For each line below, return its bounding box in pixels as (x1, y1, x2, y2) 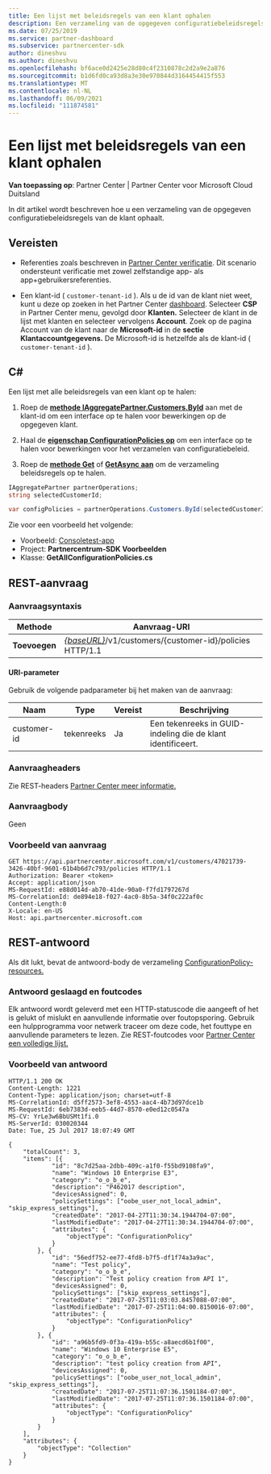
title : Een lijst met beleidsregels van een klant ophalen (8, 11, 211, 20)
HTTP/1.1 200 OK (8, 1077, 63, 1085)
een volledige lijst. (8, 1039, 69, 1048)
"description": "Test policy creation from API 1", (51, 1275, 229, 1283)
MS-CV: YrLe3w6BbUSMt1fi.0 (8, 1112, 99, 1121)
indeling (149, 728, 181, 739)
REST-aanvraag (8, 576, 89, 589)
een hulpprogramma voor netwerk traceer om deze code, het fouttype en (8, 1022, 252, 1031)
